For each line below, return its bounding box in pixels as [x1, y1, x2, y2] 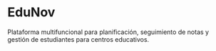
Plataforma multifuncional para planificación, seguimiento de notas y [7, 28, 209, 36]
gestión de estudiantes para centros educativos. [7, 35, 150, 43]
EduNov [7, 4, 56, 21]
